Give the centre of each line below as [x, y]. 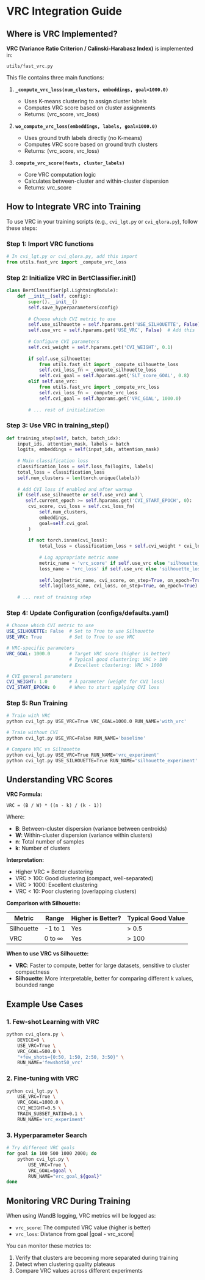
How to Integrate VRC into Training [74, 207]
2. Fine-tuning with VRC [43, 1078]
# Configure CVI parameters [64, 342]
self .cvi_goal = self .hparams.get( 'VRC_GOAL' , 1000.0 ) [110, 399]
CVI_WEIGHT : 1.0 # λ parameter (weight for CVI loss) [86, 682]
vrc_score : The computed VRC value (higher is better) [83, 1227]
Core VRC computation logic [60, 175]
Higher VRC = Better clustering [54, 872]
